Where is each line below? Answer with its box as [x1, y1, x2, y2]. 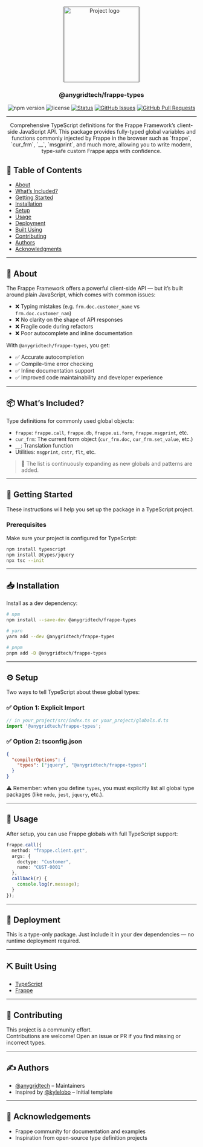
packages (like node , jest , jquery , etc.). [6, 791, 104, 799]
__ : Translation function [14, 442, 74, 449]
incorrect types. [6, 1039, 47, 1047]
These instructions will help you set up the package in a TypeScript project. [6, 506, 195, 513]
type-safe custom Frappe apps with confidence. [41, 148, 162, 155]
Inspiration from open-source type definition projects [14, 1134, 148, 1141]
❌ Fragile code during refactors [14, 322, 94, 330]
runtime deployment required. [6, 937, 80, 944]
